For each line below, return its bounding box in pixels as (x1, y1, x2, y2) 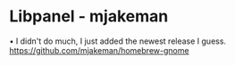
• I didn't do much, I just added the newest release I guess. (9, 36, 226, 46)
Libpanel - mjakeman (9, 6, 169, 27)
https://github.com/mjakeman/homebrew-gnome (9, 45, 189, 55)
